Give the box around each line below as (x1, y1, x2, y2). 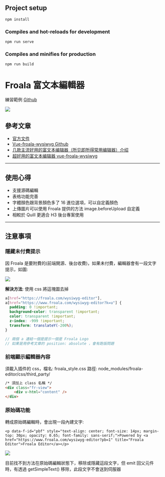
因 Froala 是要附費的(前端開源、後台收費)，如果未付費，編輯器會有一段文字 (5, 260, 157, 266)
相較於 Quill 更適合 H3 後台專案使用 (12, 212, 84, 218)
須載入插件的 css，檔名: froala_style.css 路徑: (5, 365, 97, 372)
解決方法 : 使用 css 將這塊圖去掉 (5, 286, 69, 292)
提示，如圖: (5, 266, 28, 272)
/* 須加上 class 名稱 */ (5, 380, 53, 385)
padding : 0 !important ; (9, 305, 58, 310)
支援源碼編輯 (12, 187, 38, 193)
